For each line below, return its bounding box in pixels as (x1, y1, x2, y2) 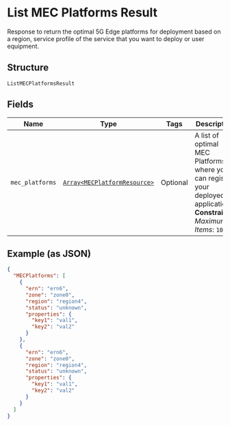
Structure (7, 62, 49, 73)
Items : (194, 225, 214, 234)
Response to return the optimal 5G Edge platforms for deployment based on (7, 27, 221, 36)
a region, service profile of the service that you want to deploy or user (7, 34, 205, 42)
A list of (194, 130, 219, 140)
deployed (194, 190, 225, 200)
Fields (7, 99, 34, 110)
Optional (160, 177, 188, 187)
